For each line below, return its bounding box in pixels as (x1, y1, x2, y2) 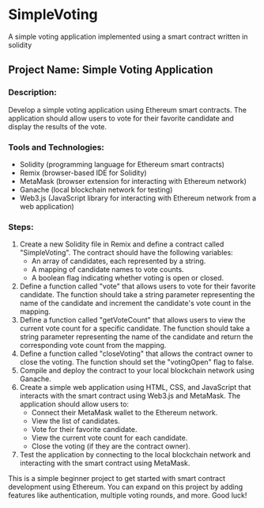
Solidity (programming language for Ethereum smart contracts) (19, 159, 225, 169)
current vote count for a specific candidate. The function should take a (19, 323, 251, 334)
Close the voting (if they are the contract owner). (31, 441, 191, 451)
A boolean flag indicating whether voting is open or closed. (31, 273, 224, 283)
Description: (8, 87, 57, 98)
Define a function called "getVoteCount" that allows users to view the (19, 315, 246, 325)
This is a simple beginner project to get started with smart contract (8, 474, 226, 483)
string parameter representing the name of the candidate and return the (19, 332, 254, 342)
